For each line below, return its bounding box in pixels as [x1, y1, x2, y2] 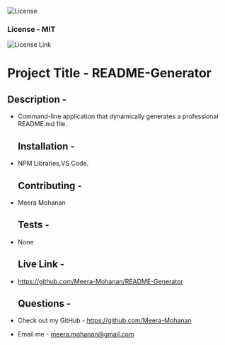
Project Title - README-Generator [7, 65, 212, 81]
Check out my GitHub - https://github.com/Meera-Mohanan [17, 316, 192, 325]
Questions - [17, 298, 71, 310]
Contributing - [17, 179, 83, 191]
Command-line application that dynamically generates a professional [17, 112, 219, 120]
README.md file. [17, 120, 68, 128]
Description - [7, 93, 67, 106]
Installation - [17, 140, 76, 152]
